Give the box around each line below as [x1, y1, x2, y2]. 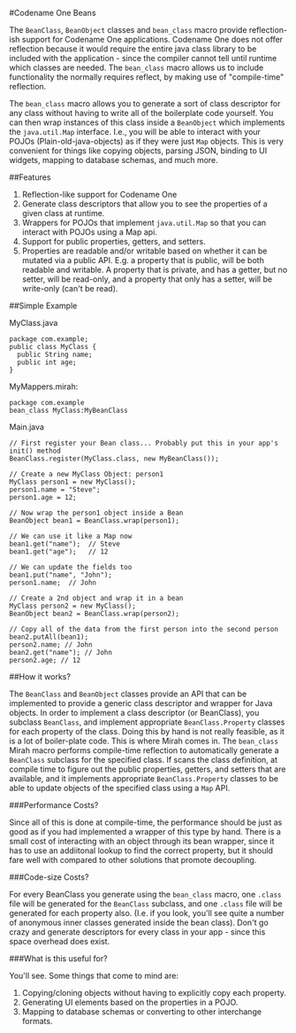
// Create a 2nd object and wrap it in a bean [9, 594, 184, 602]
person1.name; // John [9, 579, 97, 587]
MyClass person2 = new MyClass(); [9, 602, 137, 610]
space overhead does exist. [9, 936, 110, 946]
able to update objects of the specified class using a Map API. [9, 783, 231, 793]
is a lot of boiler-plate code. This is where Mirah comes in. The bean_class [9, 735, 278, 746]
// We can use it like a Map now [9, 532, 133, 540]
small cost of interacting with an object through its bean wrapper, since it [9, 836, 275, 846]
